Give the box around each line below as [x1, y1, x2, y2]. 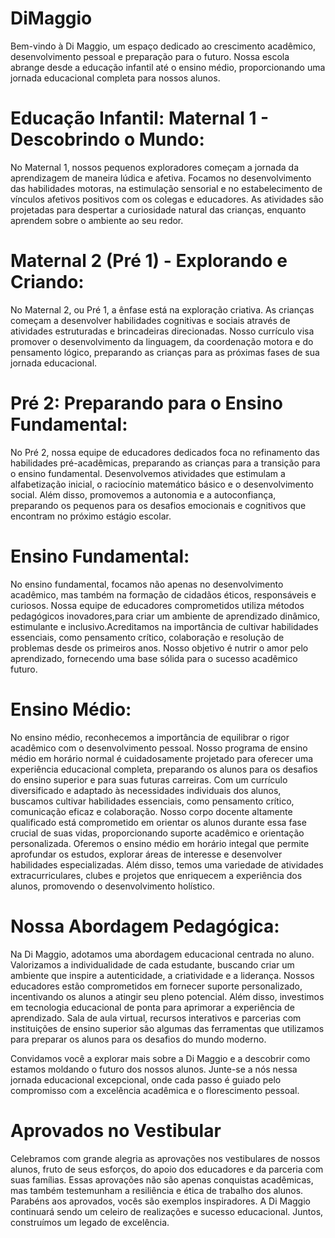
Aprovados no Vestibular [10, 1119, 222, 1142]
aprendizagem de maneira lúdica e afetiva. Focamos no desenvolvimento [10, 172, 312, 184]
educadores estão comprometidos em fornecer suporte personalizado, [10, 980, 303, 992]
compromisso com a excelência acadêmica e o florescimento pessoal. [10, 1084, 300, 1096]
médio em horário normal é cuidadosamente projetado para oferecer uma [10, 752, 314, 764]
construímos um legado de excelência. [10, 1216, 170, 1228]
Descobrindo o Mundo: [10, 128, 205, 151]
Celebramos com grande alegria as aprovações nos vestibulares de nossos [10, 1152, 321, 1164]
